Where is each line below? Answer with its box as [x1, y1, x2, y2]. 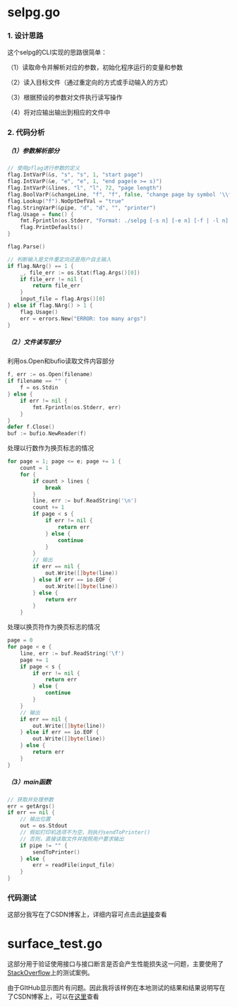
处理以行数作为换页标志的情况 [7, 444, 94, 452]
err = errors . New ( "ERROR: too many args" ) [20, 315, 147, 322]
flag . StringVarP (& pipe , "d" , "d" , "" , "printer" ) [7, 204, 157, 211]
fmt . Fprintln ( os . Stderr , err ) [32, 404, 121, 411]
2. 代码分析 [7, 128, 45, 138]
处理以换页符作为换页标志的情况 [7, 623, 100, 631]
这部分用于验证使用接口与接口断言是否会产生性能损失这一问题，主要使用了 [7, 960, 224, 968]
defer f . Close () [7, 423, 55, 431]
